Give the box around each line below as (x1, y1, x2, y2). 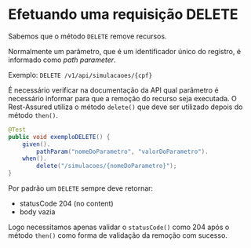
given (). (22, 140, 51, 148)
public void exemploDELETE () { (8, 133, 111, 140)
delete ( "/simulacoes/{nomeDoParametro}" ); (36, 162, 177, 170)
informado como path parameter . (8, 55, 116, 64)
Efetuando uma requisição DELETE (8, 5, 238, 24)
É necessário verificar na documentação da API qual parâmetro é (8, 85, 219, 95)
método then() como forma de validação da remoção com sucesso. (8, 231, 227, 240)
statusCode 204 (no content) (19, 199, 114, 209)
